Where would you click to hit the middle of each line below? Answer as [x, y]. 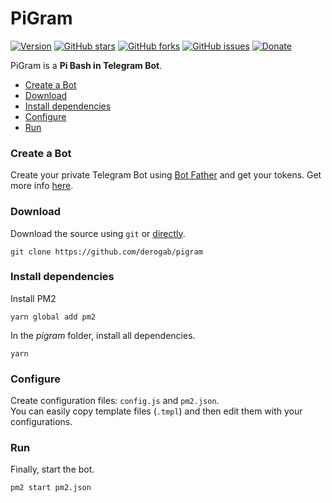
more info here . [42, 186]
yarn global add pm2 [53, 317]
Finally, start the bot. [52, 469]
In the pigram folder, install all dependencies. [103, 335]
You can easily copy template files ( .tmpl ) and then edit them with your [156, 411]
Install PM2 [33, 298]
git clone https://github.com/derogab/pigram [106, 252]
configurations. [41, 422]
